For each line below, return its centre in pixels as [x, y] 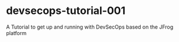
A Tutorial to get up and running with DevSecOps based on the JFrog [90, 27]
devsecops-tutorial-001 [66, 11]
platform [16, 33]
